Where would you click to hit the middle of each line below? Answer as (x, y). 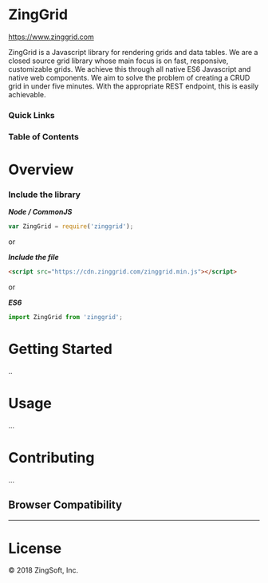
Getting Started (61, 349)
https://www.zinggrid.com (51, 37)
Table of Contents (44, 136)
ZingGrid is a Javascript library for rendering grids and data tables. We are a (133, 52)
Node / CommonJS (40, 212)
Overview (41, 169)
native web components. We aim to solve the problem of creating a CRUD (129, 77)
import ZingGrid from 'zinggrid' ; (66, 317)
